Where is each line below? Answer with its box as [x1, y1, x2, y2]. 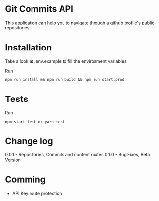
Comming [5, 174, 46, 185]
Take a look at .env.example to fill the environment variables [5, 58, 127, 64]
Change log [5, 136, 53, 147]
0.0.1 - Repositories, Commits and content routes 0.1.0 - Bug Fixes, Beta [5, 151, 150, 157]
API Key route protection [12, 190, 63, 196]
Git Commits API [5, 3, 74, 15]
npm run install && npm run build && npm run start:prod [5, 77, 125, 82]
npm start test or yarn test [5, 119, 65, 124]
